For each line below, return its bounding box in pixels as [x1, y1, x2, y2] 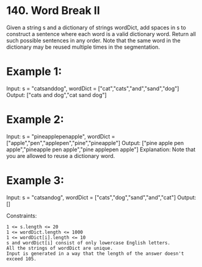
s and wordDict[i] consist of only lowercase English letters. [6, 240, 171, 246]
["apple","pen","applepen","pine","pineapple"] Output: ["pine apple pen [6, 139, 184, 146]
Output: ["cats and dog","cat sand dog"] [6, 91, 107, 98]
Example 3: [6, 174, 64, 187]
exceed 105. [6, 255, 37, 262]
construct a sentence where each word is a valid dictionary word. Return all [6, 30, 197, 37]
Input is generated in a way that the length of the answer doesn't [6, 251, 184, 257]
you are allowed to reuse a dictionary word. [6, 152, 115, 159]
